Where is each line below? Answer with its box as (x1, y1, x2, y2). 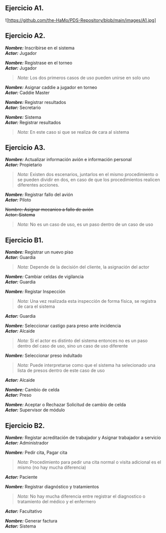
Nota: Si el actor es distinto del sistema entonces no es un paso (17, 338, 148, 344)
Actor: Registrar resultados (5, 119, 61, 125)
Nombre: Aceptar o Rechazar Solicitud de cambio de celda (5, 402, 126, 408)
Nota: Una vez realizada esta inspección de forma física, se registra (17, 298, 157, 304)
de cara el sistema (17, 303, 55, 310)
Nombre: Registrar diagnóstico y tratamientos (5, 484, 99, 490)
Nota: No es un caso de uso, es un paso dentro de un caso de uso (17, 221, 153, 228)
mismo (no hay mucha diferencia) (17, 464, 86, 470)
